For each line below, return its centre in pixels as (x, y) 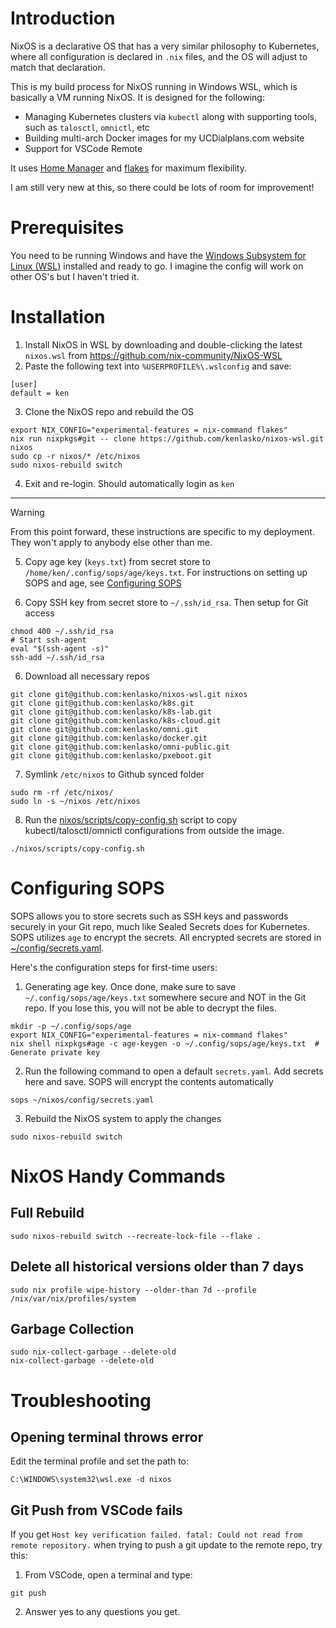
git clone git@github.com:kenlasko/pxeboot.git (111, 755)
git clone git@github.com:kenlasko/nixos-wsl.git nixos (129, 694)
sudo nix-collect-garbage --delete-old (93, 1352)
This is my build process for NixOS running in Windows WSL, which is (154, 86)
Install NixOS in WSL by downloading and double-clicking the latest (163, 344)
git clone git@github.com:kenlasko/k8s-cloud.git (116, 720)
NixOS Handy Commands (118, 1176)
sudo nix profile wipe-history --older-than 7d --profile (133, 1290)
